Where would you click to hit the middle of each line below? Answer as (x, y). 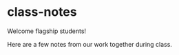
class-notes (42, 12)
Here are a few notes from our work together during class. (89, 44)
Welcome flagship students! (47, 31)
